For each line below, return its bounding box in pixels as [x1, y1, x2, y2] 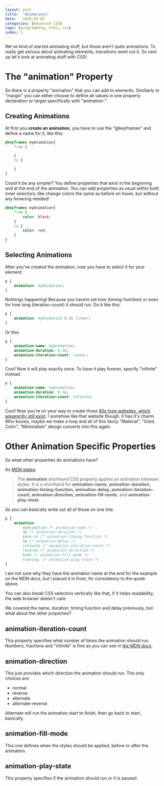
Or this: [5, 330, 20, 336]
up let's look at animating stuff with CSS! [5, 54, 87, 59]
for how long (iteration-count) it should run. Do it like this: [5, 302, 121, 308]
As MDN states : [5, 466, 37, 472]
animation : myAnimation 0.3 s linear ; [14, 316, 91, 321]
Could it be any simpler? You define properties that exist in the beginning [5, 180, 152, 186]
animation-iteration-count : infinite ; [14, 394, 93, 399]
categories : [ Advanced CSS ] [5, 21, 63, 26]
